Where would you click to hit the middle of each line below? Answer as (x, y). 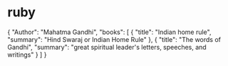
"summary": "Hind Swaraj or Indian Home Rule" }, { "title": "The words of (114, 39)
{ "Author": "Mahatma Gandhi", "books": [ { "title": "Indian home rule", (109, 32)
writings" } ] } (27, 55)
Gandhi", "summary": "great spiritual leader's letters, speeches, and (107, 47)
